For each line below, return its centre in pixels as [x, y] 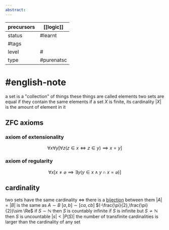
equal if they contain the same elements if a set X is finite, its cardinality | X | [83, 102]
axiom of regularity [29, 161]
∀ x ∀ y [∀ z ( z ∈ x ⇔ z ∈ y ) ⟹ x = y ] [85, 148]
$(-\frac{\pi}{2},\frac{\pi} [122, 205]
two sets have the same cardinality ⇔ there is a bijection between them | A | [84, 200]
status [15, 35]
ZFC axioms [24, 123]
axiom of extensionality [35, 137]
